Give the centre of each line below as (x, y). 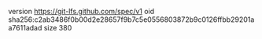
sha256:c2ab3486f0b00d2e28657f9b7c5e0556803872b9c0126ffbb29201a (131, 19)
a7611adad (25, 28)
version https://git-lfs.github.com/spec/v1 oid (81, 11)
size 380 (58, 28)
